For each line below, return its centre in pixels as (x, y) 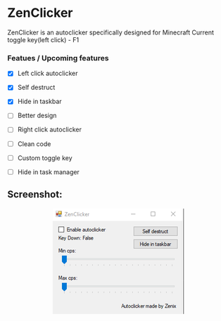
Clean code (34, 144)
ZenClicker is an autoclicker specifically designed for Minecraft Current (111, 32)
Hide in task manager (48, 172)
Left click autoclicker (48, 73)
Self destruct (36, 87)
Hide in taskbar (39, 101)
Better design (37, 116)
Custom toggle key (45, 158)
